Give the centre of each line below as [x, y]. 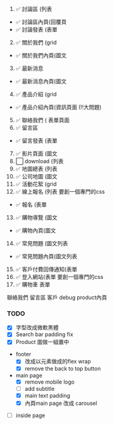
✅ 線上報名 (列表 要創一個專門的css [60, 191]
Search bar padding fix [44, 334]
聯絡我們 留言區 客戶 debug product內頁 [57, 297]
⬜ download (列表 [39, 161]
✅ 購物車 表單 [33, 284]
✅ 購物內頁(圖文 [36, 230]
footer [23, 354]
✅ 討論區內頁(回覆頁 [41, 22]
